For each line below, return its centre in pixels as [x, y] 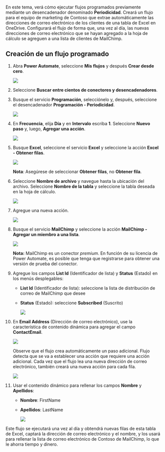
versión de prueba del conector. [45, 264]
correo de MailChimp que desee [53, 293]
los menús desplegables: [38, 278]
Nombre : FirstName [40, 400]
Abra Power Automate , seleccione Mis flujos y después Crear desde [83, 66]
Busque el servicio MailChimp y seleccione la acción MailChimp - [80, 229]
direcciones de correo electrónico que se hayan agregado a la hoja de [77, 33]
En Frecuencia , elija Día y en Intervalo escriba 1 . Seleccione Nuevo [82, 123]
